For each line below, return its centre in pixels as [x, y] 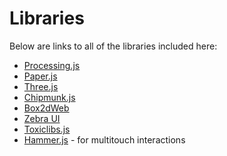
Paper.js [40, 76]
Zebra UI [42, 118]
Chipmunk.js [49, 97]
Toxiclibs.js [47, 129]
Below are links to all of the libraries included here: [113, 46]
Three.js [41, 86]
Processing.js [52, 65]
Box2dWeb [46, 108]
